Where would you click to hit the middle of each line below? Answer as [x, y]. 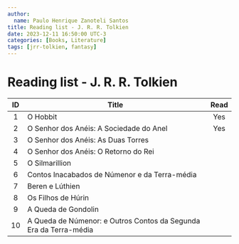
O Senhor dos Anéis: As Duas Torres [88, 139]
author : [19, 14]
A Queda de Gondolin [63, 209]
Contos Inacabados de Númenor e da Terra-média [112, 174]
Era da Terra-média [60, 230]
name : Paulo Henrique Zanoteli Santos [71, 21]
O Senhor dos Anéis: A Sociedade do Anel [97, 128]
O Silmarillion [49, 163]
